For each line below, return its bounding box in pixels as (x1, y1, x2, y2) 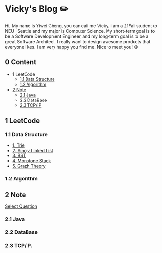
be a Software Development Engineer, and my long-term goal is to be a (5, 33, 149, 39)
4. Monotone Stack (12, 158, 51, 164)
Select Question (5, 203, 38, 209)
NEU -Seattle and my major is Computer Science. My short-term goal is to (5, 28, 155, 34)
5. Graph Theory (12, 163, 46, 169)
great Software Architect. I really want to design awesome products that (5, 38, 151, 44)
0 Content (5, 58, 37, 66)
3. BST (12, 152, 26, 159)
